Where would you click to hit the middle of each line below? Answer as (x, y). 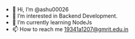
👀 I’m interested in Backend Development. (65, 16)
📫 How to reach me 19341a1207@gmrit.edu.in (70, 29)
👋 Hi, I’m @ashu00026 (40, 9)
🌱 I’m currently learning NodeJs (52, 22)
